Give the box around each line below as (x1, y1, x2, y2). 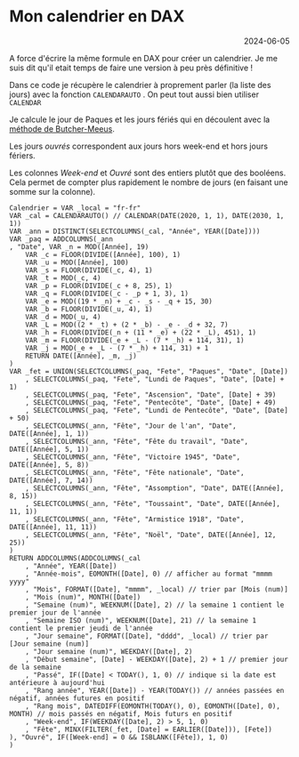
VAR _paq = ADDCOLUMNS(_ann (9, 234, 114, 244)
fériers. (9, 149, 36, 161)
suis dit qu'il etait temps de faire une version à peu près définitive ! (9, 62, 254, 73)
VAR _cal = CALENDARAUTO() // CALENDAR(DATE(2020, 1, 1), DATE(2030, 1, (9, 211, 285, 220)
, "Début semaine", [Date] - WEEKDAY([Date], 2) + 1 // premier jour (25, 655, 289, 664)
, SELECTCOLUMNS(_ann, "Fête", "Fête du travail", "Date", (25, 437, 249, 446)
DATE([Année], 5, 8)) (9, 460, 90, 469)
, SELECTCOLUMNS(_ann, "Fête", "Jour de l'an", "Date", (25, 421, 238, 431)
